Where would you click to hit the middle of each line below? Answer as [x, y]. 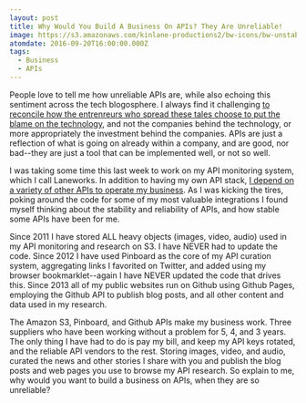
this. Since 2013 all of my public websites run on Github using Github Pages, [152, 284]
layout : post [34, 18]
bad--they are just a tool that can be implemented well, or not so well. [140, 152]
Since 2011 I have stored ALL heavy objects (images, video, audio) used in [148, 236]
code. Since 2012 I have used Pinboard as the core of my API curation [140, 255]
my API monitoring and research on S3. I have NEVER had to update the [144, 246]
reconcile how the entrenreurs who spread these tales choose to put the [145, 114]
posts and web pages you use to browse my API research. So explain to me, [152, 370]
